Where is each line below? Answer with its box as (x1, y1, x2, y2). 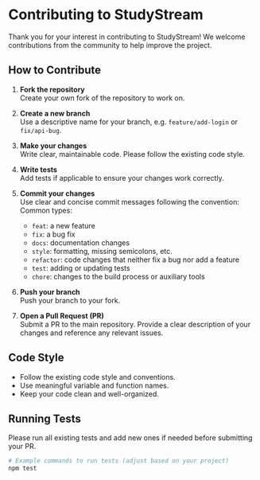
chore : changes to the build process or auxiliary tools (31, 271, 205, 281)
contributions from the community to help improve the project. (8, 40, 212, 49)
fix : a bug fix (31, 229, 76, 239)
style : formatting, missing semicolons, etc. (31, 246, 173, 256)
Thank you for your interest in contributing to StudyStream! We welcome (8, 32, 246, 41)
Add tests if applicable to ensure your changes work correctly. (19, 173, 224, 182)
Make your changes (19, 141, 87, 150)
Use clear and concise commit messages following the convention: (19, 197, 240, 206)
